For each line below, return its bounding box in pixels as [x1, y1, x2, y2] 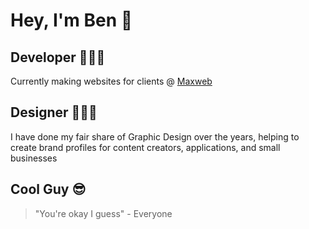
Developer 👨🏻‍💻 [10, 49, 106, 66]
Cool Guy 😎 [10, 181, 87, 198]
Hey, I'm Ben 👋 [10, 9, 133, 32]
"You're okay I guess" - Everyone [34, 207, 173, 219]
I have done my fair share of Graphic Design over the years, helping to [10, 130, 300, 143]
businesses [10, 152, 58, 164]
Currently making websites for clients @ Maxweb [10, 75, 213, 87]
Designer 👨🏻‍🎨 [10, 104, 98, 121]
